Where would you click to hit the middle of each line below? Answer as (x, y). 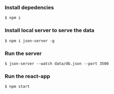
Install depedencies (29, 7)
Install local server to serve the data (49, 30)
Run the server (23, 53)
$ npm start (17, 86)
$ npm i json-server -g (30, 41)
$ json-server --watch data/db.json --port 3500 (57, 63)
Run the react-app (27, 76)
